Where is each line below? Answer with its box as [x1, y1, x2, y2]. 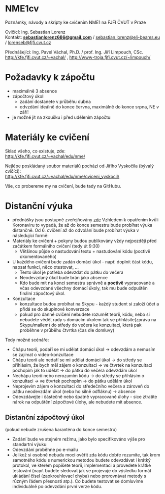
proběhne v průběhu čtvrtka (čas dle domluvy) [19, 327, 115, 333]
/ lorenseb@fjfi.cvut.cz [5, 39, 52, 45]
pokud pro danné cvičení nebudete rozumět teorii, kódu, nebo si [19, 311, 150, 317]
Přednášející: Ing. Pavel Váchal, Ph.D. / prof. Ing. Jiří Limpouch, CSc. [5, 49, 144, 55]
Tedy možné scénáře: [5, 337, 49, 343]
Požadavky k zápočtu [5, 72, 95, 83]
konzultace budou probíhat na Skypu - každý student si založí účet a [19, 300, 159, 307]
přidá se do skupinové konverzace [19, 306, 90, 312]
